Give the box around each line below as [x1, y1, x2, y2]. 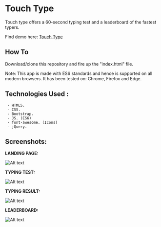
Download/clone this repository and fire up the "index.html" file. [5, 61, 133, 67]
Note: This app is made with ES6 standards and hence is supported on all [5, 70, 153, 76]
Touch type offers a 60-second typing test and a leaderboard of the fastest [5, 19, 157, 25]
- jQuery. [7, 124, 27, 129]
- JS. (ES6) [7, 115, 32, 120]
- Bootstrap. [7, 111, 34, 116]
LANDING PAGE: [5, 150, 39, 157]
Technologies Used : [5, 90, 69, 98]
